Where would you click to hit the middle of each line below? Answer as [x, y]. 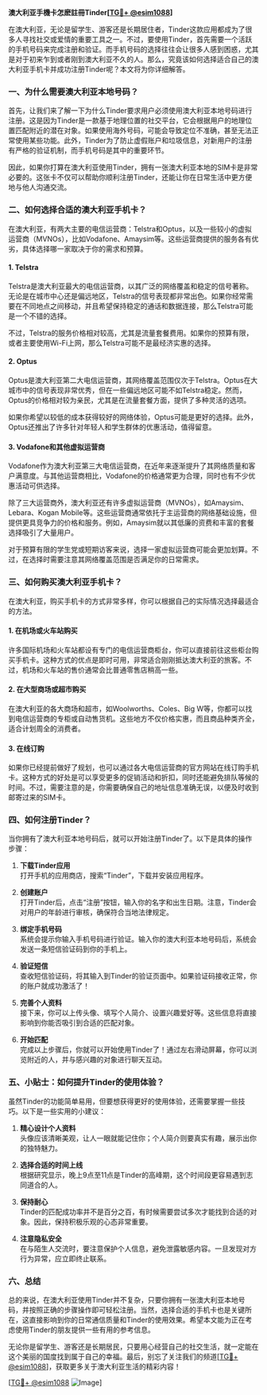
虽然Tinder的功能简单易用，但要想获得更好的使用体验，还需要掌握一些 [123, 1101]
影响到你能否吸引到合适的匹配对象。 [79, 1023]
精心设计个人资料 [48, 1128]
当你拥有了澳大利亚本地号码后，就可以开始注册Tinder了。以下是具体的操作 [130, 838]
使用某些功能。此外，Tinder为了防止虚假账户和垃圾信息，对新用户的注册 [133, 141]
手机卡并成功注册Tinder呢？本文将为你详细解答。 [109, 69]
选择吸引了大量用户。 [43, 533]
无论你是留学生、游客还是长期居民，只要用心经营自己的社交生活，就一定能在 [133, 1346]
